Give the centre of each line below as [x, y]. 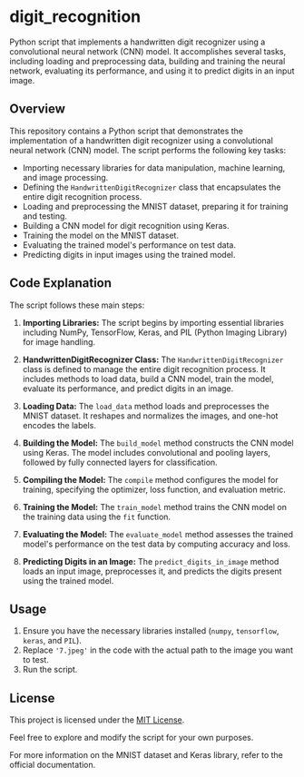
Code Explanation [60, 283]
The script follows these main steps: [77, 305]
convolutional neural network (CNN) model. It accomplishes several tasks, [148, 51]
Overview [38, 109]
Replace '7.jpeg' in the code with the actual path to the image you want [157, 650]
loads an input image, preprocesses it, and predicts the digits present [152, 571]
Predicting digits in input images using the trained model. [129, 254]
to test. [36, 660]
